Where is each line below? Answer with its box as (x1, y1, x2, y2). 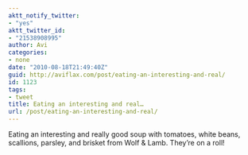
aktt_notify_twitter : (8, 11, 80, 20)
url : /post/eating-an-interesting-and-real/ (8, 108, 158, 116)
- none (8, 56, 30, 64)
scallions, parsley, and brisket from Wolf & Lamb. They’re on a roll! (8, 138, 225, 147)
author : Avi (8, 41, 48, 49)
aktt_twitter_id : (8, 26, 66, 34)
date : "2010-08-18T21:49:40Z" (8, 64, 109, 72)
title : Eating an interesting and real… (8, 100, 145, 108)
